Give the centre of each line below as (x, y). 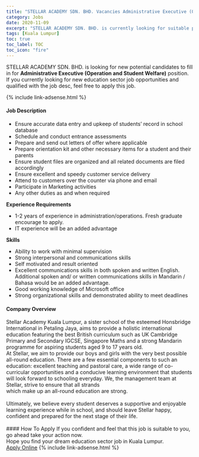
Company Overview (31, 309)
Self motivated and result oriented (56, 264)
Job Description (26, 111)
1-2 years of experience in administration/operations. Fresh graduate (98, 216)
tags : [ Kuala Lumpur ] (33, 34)
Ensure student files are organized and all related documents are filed (99, 161)
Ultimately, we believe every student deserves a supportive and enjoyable (96, 404)
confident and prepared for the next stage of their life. (72, 416)
